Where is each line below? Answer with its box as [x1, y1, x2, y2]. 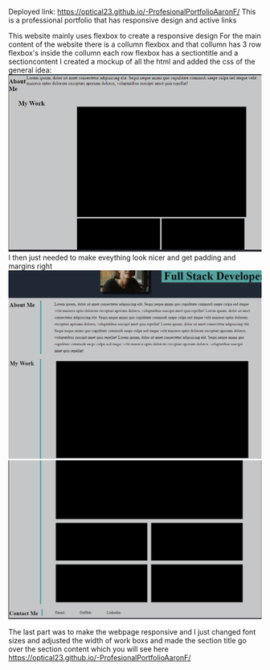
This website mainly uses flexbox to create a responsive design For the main [8, 31, 261, 40]
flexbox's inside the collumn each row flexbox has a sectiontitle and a [8, 48, 239, 57]
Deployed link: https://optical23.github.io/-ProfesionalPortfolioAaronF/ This [8, 7, 256, 16]
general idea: [8, 65, 52, 75]
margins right [8, 261, 52, 271]
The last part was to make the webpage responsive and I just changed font [8, 626, 256, 636]
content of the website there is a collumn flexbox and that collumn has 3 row [8, 40, 262, 49]
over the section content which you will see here [8, 644, 169, 654]
